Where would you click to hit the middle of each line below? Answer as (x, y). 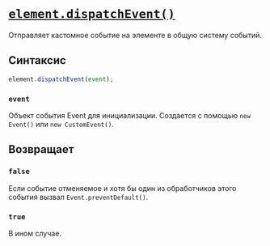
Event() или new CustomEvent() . (61, 124)
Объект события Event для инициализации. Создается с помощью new (130, 115)
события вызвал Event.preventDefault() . (78, 197)
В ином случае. (35, 233)
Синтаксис (37, 60)
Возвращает (41, 149)
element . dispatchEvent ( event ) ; (61, 79)
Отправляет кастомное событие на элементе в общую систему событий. (135, 35)
